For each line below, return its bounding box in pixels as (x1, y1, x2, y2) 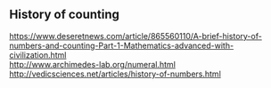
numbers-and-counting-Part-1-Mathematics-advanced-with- (9, 40, 234, 51)
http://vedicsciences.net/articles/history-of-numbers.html (9, 68, 221, 79)
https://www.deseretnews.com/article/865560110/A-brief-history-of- (9, 30, 263, 41)
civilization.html (9, 49, 67, 60)
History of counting (9, 7, 120, 22)
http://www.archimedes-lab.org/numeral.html (9, 59, 177, 69)
